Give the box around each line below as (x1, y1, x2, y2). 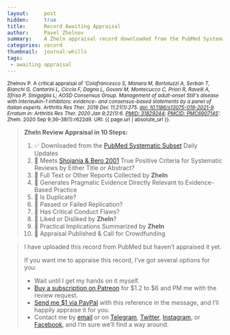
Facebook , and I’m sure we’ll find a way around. (34, 320, 169, 328)
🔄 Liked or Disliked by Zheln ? (34, 214, 117, 223)
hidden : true (7, 16, 57, 23)
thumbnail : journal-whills (7, 49, 88, 56)
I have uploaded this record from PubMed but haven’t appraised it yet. (23, 242, 222, 251)
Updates (34, 149, 59, 157)
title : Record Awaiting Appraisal (7, 23, 121, 30)
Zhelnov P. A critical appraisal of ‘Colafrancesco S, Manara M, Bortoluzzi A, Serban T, (7, 80, 210, 86)
